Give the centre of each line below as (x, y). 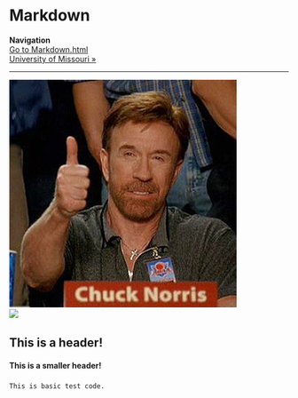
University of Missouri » (53, 59)
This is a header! (56, 343)
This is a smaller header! (55, 365)
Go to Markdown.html (49, 49)
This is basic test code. (57, 386)
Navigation (30, 40)
